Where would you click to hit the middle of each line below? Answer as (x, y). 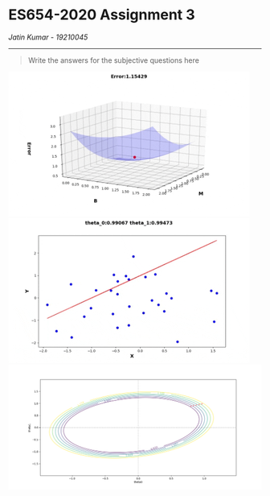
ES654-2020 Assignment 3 (102, 15)
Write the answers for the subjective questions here (113, 60)
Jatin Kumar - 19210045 (48, 37)
